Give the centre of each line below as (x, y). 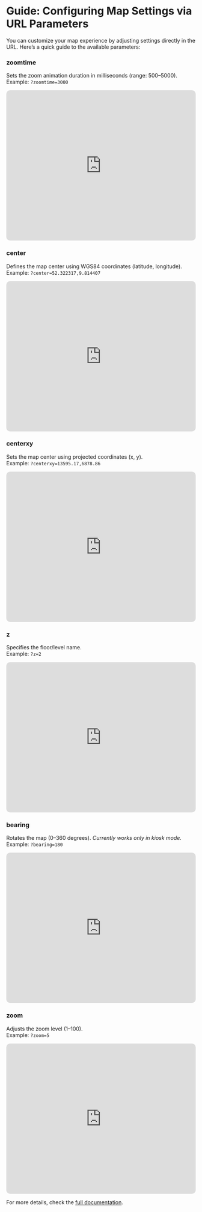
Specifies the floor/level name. (44, 647)
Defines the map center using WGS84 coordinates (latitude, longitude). (94, 266)
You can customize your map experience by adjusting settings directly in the (101, 40)
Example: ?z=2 (24, 654)
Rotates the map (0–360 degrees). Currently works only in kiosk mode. (94, 838)
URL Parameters (47, 24)
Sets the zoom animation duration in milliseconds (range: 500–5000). (92, 76)
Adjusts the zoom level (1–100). (44, 1029)
